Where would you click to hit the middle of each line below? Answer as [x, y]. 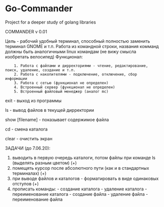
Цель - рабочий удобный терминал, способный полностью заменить [78, 41]
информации [16, 78]
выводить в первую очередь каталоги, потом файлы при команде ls [84, 157]
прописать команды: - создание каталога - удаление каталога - [80, 189]
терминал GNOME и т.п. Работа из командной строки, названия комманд [82, 46]
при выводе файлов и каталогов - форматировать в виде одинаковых [85, 178]
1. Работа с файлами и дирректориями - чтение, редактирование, [81, 66]
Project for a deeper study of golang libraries [51, 22]
